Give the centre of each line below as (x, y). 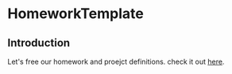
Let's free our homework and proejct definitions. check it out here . (116, 61)
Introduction (39, 43)
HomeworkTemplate (75, 14)
